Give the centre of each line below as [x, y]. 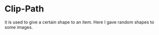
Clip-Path [24, 9]
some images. [19, 27]
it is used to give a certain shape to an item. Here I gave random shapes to [79, 22]
